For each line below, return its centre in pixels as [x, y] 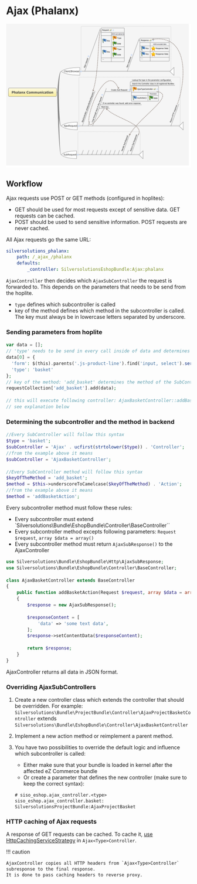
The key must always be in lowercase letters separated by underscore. [100, 317]
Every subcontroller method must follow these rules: [69, 508]
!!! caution [18, 852]
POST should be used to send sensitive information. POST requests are [101, 222]
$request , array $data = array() [54, 538]
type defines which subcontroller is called [65, 305]
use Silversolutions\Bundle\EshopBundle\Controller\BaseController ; [91, 568]
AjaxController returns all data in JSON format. [62, 672]
